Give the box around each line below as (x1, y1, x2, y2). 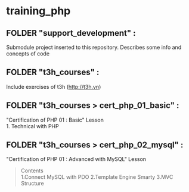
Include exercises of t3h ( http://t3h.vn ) (6, 83, 101, 90)
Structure (20, 180, 44, 187)
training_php (6, 4, 71, 18)
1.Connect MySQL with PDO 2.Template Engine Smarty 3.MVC (20, 174, 173, 181)
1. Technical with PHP (6, 122, 59, 129)
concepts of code (6, 50, 49, 57)
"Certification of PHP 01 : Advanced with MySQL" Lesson (6, 156, 147, 163)
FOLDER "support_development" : (6, 28, 136, 38)
